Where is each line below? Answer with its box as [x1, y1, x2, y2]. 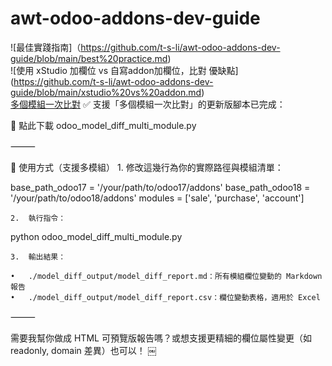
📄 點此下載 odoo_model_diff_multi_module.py [10, 119, 197, 131]
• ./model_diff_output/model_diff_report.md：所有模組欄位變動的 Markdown [10, 271, 323, 281]
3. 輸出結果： [10, 252, 67, 262]
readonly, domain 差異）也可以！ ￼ [10, 344, 157, 356]
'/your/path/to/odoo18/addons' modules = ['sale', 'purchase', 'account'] [10, 192, 305, 204]
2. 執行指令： [10, 213, 67, 223]
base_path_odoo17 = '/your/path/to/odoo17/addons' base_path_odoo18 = [10, 181, 311, 193]
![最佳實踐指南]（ [10, 41, 82, 53]
